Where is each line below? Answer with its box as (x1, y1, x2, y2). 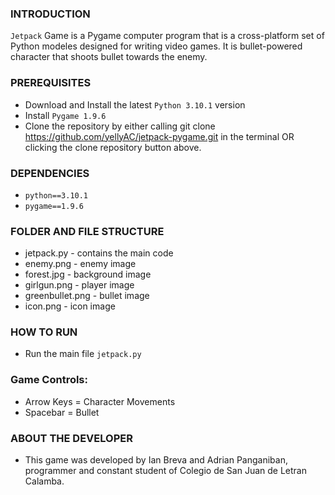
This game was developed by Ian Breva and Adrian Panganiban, (24, 454, 288, 466)
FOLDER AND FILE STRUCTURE (10, 224, 165, 238)
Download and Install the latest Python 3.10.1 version (24, 98, 246, 111)
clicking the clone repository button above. (24, 141, 202, 153)
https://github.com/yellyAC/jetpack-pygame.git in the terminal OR (24, 130, 295, 142)
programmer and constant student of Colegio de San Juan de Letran (24, 465, 307, 477)
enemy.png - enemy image (24, 258, 137, 270)
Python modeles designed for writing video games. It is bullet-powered (10, 40, 303, 52)
